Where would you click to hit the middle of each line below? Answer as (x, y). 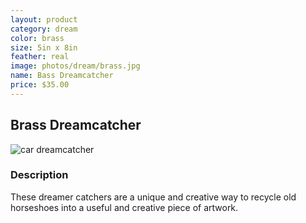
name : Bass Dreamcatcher (62, 76)
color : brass (37, 38)
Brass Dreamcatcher (76, 125)
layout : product (44, 19)
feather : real (40, 57)
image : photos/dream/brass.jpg (75, 66)
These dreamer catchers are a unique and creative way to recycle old (153, 197)
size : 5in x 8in (44, 47)
